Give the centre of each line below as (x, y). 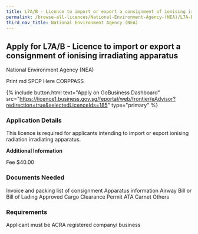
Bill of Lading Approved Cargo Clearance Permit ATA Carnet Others (88, 197)
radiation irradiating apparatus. (44, 140)
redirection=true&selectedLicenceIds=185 (57, 105)
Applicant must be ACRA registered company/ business (73, 225)
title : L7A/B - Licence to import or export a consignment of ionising (96, 11)
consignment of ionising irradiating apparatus (92, 56)
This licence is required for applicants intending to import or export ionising (98, 133)
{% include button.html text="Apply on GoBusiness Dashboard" (83, 93)
